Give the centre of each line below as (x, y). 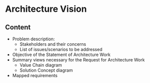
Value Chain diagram (41, 65)
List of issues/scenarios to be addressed (61, 49)
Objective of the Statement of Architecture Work (61, 55)
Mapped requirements (35, 75)
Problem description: (34, 39)
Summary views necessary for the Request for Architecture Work (78, 60)
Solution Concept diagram (46, 70)
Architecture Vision (46, 9)
